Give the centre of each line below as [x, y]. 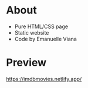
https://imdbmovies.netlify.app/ [44, 79]
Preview [26, 63]
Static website [32, 32]
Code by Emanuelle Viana [46, 39]
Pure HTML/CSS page [41, 26]
